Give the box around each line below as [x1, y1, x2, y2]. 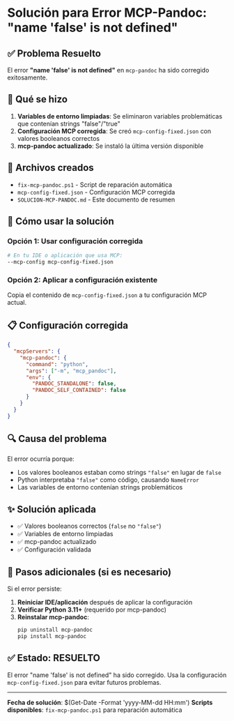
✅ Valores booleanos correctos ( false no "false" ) [17, 522, 162, 531]
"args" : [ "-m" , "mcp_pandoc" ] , [25, 367, 117, 374]
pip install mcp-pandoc [17, 632, 87, 639]
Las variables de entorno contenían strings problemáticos [17, 483, 183, 492]
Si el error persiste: [7, 584, 62, 593]
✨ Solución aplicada [7, 503, 96, 515]
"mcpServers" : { [13, 348, 61, 355]
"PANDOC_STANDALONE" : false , [32, 380, 117, 388]
